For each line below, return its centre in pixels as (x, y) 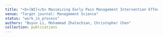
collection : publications (31, 27)
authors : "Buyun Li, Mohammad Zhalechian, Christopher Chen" (68, 23)
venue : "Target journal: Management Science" (52, 14)
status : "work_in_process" (32, 18)
